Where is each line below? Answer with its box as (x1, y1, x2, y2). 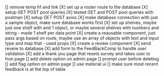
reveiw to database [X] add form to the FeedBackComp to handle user (5, 46, 147, 51)
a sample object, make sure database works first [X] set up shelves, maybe (5, 19, 157, 25)
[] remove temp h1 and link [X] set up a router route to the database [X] (5, 4, 148, 10)
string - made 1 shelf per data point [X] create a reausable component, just (5, 30, 156, 36)
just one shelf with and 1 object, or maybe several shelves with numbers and (5, 25, 159, 31)
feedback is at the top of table (5, 66, 66, 72)
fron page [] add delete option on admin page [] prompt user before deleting (5, 56, 159, 61)
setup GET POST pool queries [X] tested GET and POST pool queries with (5, 9, 154, 15)
